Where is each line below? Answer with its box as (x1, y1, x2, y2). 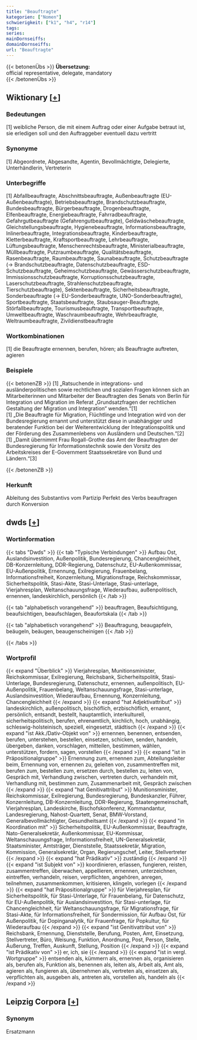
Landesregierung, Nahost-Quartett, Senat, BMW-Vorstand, (6, 810, 148, 818)
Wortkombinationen (6, 332, 65, 340)
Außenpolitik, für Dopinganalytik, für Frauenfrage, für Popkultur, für (6, 917, 169, 924)
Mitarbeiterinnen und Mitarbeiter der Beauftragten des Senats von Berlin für (6, 392, 190, 399)
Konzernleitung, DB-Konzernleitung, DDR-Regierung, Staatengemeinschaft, (6, 798, 189, 805)
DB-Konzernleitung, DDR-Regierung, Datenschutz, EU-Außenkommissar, (6, 561, 182, 568)
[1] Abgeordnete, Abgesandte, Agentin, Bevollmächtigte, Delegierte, (6, 158, 171, 165)
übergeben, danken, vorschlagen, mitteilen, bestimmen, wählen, (6, 742, 162, 749)
